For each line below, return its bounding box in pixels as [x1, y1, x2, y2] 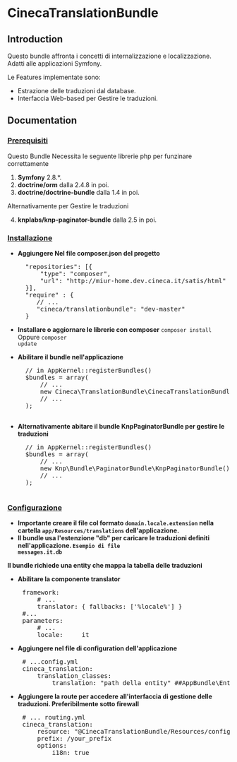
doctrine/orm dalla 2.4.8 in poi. [17, 180, 109, 189]
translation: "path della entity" [51, 679, 171, 687]
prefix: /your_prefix [37, 734, 112, 743]
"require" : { [25, 291, 74, 299]
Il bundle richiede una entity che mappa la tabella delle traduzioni [7, 561, 202, 570]
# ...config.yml [22, 658, 79, 666]
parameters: [22, 617, 63, 625]
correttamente [7, 159, 49, 167]
